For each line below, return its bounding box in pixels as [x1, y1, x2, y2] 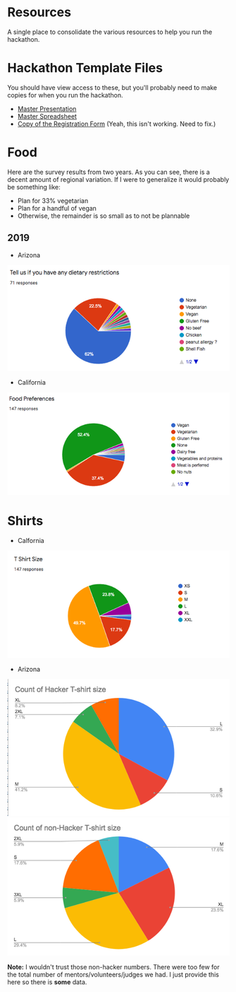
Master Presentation [17, 104, 77, 113]
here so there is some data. [7, 977, 87, 986]
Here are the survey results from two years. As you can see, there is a [7, 168, 210, 176]
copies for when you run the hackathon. [7, 91, 123, 99]
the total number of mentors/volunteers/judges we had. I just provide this [7, 970, 220, 979]
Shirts [7, 513, 44, 529]
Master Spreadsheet [17, 112, 77, 120]
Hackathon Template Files [7, 60, 163, 76]
